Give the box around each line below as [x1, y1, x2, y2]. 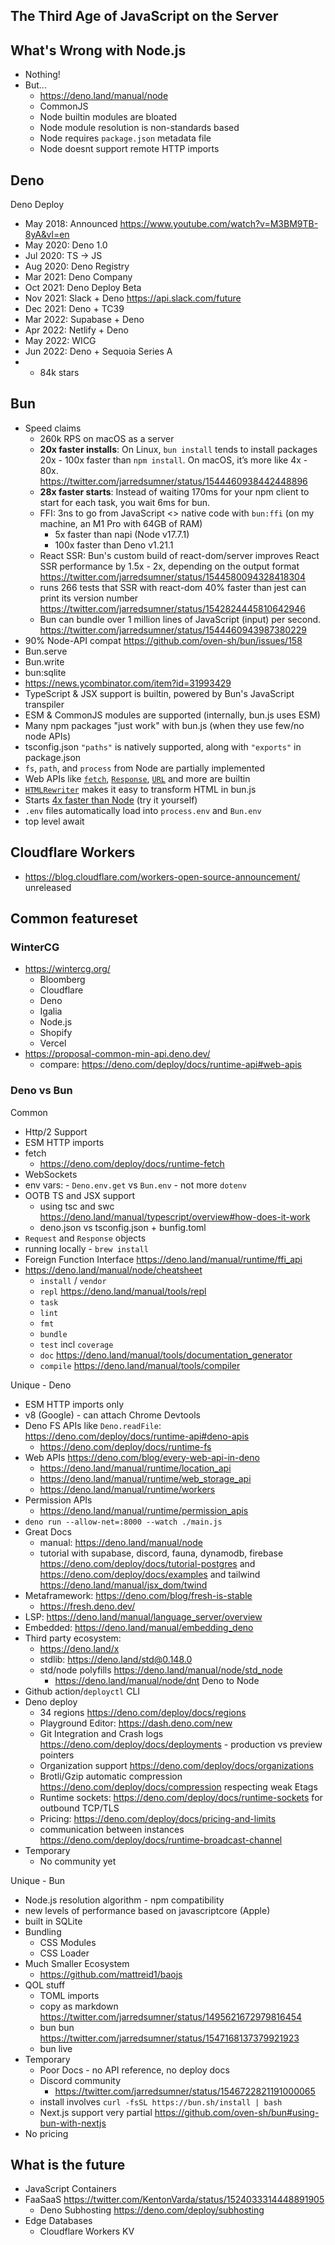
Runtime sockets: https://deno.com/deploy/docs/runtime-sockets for [39, 1791, 323, 1803]
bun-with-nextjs [39, 2117, 107, 2129]
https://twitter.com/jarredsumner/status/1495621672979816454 [39, 2010, 303, 2023]
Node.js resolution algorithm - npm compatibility [24, 1894, 225, 1906]
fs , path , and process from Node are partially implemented [24, 762, 266, 774]
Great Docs [24, 1525, 72, 1538]
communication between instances [39, 1823, 185, 1835]
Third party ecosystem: [24, 1632, 122, 1644]
